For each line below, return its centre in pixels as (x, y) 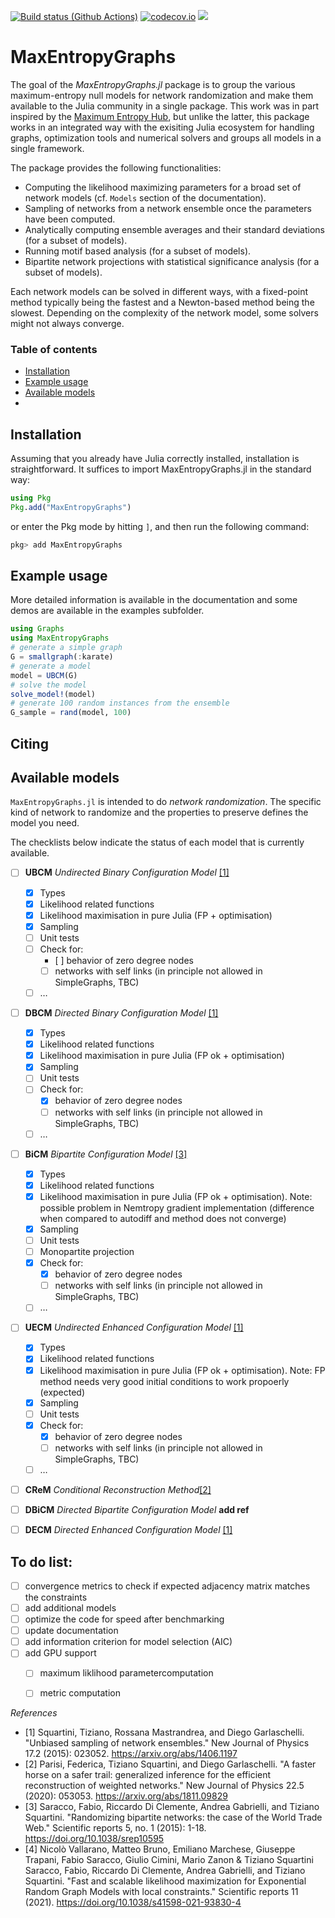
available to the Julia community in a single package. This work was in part (165, 106)
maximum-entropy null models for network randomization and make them (162, 95)
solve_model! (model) (53, 694)
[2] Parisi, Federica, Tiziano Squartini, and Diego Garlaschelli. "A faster (170, 1764)
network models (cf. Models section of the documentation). (145, 197)
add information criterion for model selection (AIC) (128, 1642)
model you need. (45, 823)
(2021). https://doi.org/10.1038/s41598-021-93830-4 (133, 1902)
